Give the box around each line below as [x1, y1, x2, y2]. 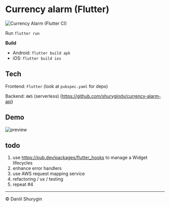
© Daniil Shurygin [5, 196, 42, 202]
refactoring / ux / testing [12, 176, 63, 182]
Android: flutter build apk [12, 50, 71, 56]
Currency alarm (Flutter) [5, 4, 110, 15]
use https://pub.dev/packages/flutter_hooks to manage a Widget [12, 154, 148, 160]
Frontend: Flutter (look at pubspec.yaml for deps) [5, 83, 108, 89]
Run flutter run [5, 30, 40, 36]
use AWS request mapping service [12, 171, 85, 177]
